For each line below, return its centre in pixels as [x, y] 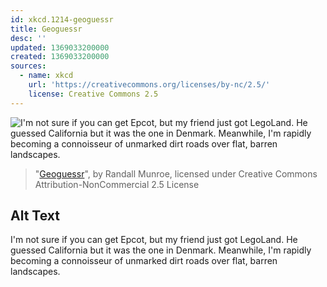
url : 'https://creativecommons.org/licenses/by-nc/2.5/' [149, 85]
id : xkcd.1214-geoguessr [62, 19]
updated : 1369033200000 [60, 47]
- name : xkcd [46, 76]
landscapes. [35, 272]
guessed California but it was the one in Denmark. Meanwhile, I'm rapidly [161, 250]
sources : [28, 66]
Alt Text [35, 216]
